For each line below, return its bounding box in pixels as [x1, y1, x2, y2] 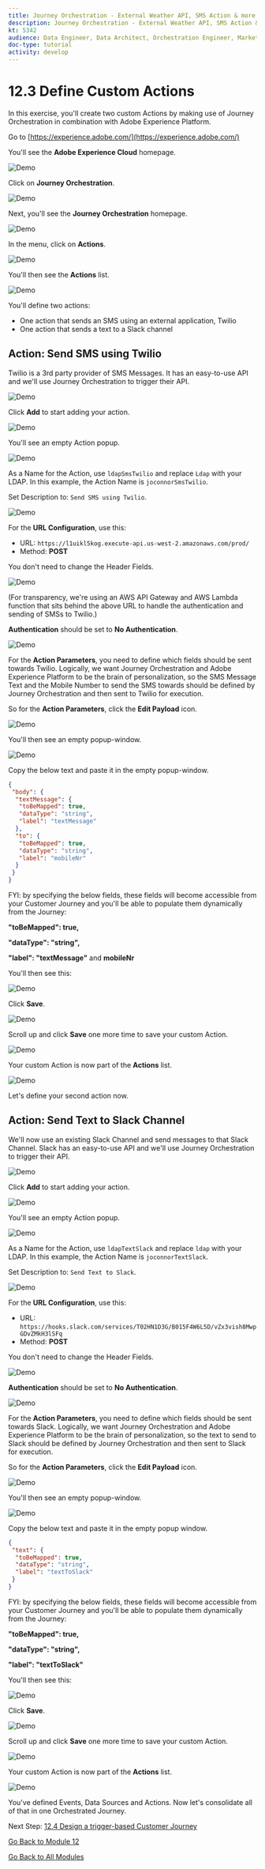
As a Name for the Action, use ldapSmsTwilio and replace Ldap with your [8, 468, 242, 478]
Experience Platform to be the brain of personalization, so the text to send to [8, 1430, 256, 1439]
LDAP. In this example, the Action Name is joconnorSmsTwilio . [8, 477, 209, 486]
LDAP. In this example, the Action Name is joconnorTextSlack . [8, 1252, 209, 1261]
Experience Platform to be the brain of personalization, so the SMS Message [8, 672, 256, 681]
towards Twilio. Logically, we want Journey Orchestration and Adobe [8, 663, 232, 673]
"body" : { [11, 788, 44, 796]
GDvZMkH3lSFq [19, 1329, 63, 1338]
